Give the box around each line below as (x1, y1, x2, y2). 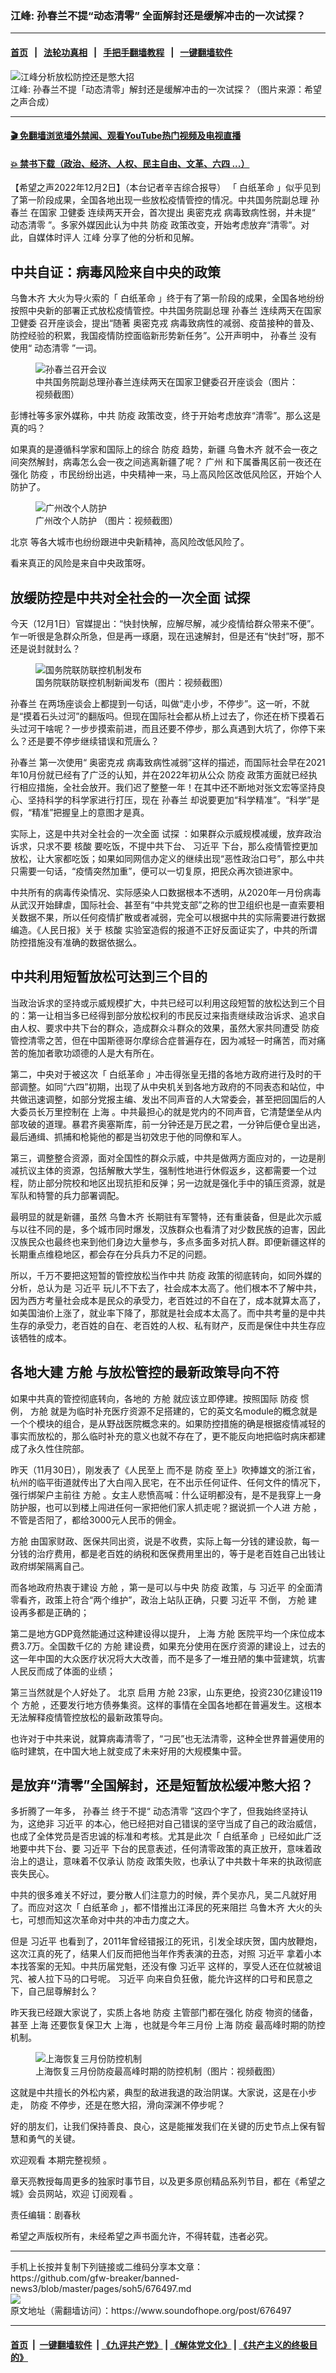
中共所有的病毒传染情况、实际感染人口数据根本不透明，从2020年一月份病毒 (10, 886, 322, 898)
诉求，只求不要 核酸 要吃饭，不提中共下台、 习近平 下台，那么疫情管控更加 (10, 840, 318, 852)
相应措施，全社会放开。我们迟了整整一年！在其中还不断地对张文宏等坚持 (18, 781, 317, 793)
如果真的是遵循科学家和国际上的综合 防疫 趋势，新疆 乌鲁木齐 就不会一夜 (10, 443, 310, 456)
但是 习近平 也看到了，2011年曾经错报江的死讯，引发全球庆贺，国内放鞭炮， (10, 1935, 323, 1947)
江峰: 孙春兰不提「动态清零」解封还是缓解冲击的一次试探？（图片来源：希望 (10, 83, 322, 95)
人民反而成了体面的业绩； (10, 1665, 116, 1677)
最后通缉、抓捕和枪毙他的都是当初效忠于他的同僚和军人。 (10, 1130, 247, 1142)
